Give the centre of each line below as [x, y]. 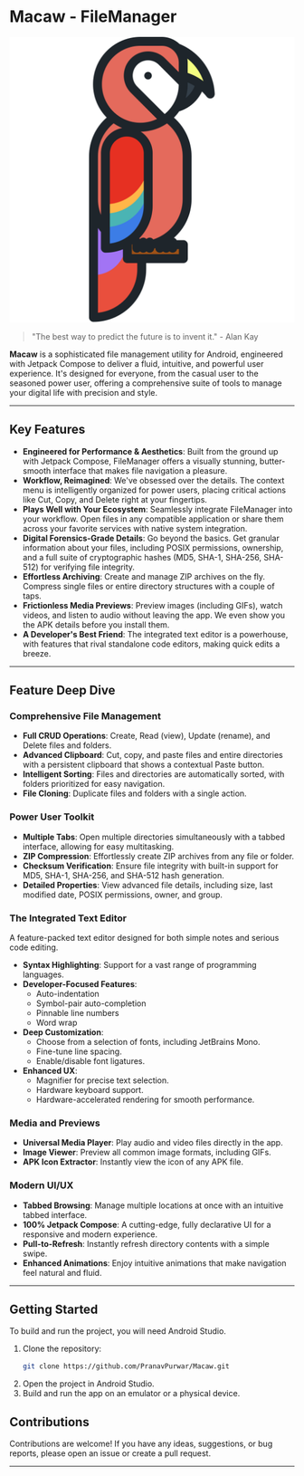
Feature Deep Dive [62, 690]
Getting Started [54, 1310]
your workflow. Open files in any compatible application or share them [153, 519]
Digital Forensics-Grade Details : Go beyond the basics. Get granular [151, 538]
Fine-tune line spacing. [79, 1051]
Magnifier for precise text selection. [102, 1080]
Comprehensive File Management [85, 716]
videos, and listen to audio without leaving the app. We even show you [154, 615]
